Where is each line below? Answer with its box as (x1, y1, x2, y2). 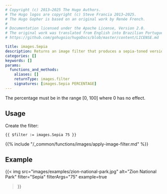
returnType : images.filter (14, 77, 70, 82)
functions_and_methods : (9, 67, 59, 72)
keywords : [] (5, 58, 32, 63)
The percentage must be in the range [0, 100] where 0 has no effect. (5, 95, 146, 101)
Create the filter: (5, 123, 39, 129)
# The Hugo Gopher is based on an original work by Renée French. (5, 16, 146, 21)
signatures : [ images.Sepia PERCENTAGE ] (14, 81, 97, 86)
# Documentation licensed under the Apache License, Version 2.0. (5, 26, 146, 31)
